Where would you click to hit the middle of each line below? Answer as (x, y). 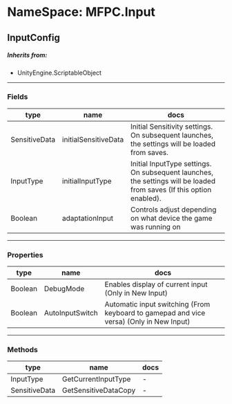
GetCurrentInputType (96, 379)
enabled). (146, 198)
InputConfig (33, 38)
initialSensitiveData (93, 139)
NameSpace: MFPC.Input (81, 12)
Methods (22, 350)
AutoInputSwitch (71, 313)
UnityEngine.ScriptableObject (59, 73)
